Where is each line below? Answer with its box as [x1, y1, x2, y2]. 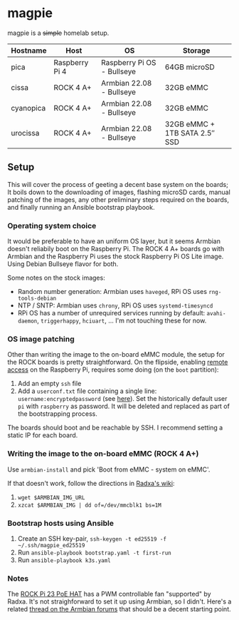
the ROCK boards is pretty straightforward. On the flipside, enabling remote [7, 358, 228, 367]
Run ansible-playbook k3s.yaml [17, 555, 112, 564]
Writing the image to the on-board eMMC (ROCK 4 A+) [7, 449, 199, 459]
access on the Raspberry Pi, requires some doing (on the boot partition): [7, 365, 219, 374]
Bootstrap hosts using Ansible [7, 518, 114, 528]
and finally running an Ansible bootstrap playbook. [7, 203, 155, 211]
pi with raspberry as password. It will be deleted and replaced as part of [17, 402, 230, 411]
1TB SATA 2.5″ [164, 128, 216, 138]
